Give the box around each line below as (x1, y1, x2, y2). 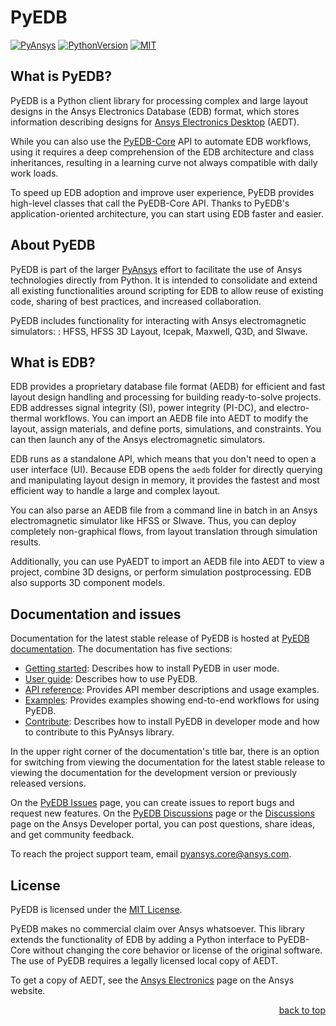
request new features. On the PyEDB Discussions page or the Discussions (10, 807, 315, 820)
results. (10, 536, 42, 548)
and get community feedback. (10, 829, 135, 841)
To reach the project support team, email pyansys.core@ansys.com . (10, 848, 292, 860)
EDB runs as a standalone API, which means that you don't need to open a (10, 453, 317, 465)
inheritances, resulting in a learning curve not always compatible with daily (10, 156, 318, 168)
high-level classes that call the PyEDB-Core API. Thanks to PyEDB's (10, 197, 290, 209)
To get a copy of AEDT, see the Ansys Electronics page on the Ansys (10, 974, 295, 986)
